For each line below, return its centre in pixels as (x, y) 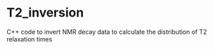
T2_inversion (45, 13)
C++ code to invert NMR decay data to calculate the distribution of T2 (107, 32)
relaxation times (30, 39)
